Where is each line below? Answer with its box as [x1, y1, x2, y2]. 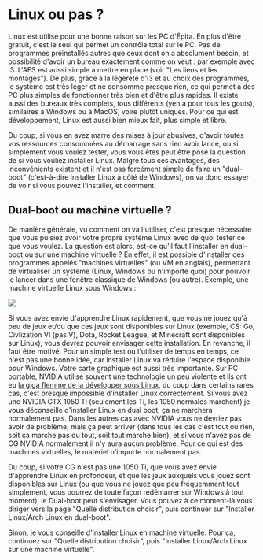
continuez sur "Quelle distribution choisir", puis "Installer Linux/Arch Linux [8, 536, 247, 545]
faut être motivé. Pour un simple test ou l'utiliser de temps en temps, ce [8, 347, 239, 356]
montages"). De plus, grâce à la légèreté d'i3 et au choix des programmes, [8, 73, 250, 83]
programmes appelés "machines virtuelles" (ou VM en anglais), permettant [8, 258, 251, 267]
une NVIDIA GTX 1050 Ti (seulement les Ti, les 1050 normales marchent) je [8, 396, 250, 406]
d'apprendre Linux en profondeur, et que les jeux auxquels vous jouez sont [8, 470, 250, 480]
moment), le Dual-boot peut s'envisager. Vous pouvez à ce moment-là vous [8, 495, 253, 505]
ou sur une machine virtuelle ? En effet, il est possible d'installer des [24, 250, 245, 259]
